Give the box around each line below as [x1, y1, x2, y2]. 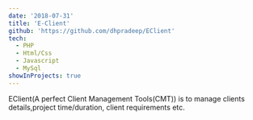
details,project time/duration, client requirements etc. [8, 102, 186, 112]
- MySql [15, 64, 42, 72]
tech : [8, 34, 27, 43]
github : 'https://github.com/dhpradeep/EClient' [8, 27, 175, 35]
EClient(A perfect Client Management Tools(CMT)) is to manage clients [8, 93, 245, 103]
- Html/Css [15, 49, 53, 57]
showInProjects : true [8, 72, 82, 80]
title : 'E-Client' [8, 19, 70, 27]
